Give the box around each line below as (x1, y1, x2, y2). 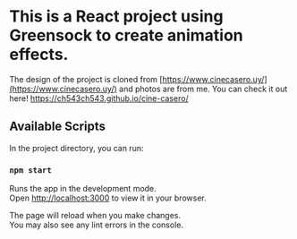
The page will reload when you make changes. (9, 210, 182, 221)
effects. (9, 45, 69, 64)
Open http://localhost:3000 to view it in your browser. (9, 192, 208, 203)
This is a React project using (9, 6, 224, 27)
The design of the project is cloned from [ (9, 73, 163, 84)
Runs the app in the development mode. (9, 184, 157, 194)
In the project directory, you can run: (9, 142, 144, 153)
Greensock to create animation (9, 25, 243, 46)
